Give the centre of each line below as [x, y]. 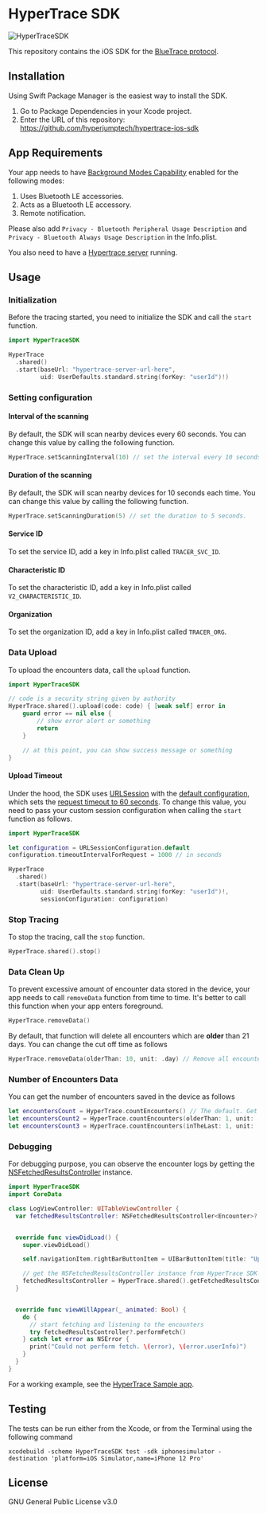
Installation [37, 76]
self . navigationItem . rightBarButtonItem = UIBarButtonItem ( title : [135, 1259]
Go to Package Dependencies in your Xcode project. [106, 111]
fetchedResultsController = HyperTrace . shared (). [106, 1281]
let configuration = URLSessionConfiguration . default [99, 848]
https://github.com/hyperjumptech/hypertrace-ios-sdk [109, 127]
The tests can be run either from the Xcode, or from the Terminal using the [130, 1428]
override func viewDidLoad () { [67, 1237]
